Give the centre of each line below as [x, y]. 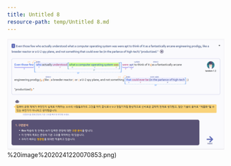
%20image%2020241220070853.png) [62, 155]
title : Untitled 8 [33, 14]
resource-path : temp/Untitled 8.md [58, 22]
